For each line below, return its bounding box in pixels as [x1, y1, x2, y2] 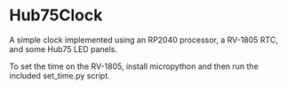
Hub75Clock [9, 5, 103, 26]
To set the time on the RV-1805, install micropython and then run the [9, 61, 259, 71]
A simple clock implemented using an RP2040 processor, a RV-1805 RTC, [9, 34, 278, 45]
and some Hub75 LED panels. [9, 43, 118, 54]
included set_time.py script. [9, 70, 110, 80]
